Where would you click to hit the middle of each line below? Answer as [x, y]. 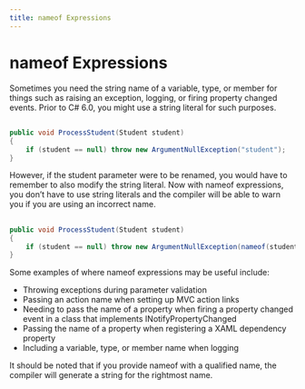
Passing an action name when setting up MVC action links [131, 300]
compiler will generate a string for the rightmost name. [111, 375]
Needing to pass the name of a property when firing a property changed [157, 309]
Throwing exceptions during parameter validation [114, 290]
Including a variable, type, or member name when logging [130, 348]
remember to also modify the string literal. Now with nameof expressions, [147, 185]
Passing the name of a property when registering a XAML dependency [154, 329]
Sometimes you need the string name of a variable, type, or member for [143, 88]
